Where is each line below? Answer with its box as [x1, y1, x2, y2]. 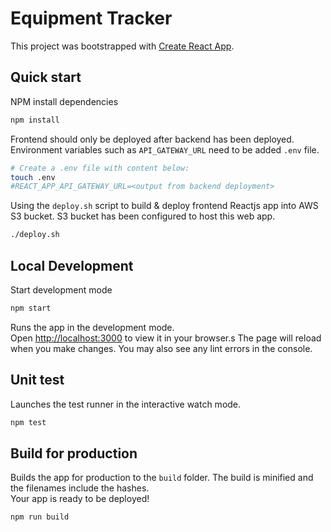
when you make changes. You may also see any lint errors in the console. [10, 342, 313, 354]
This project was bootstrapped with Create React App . [10, 40, 235, 52]
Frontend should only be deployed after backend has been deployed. [10, 133, 295, 145]
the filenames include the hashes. [10, 482, 150, 494]
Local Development [10, 257, 134, 274]
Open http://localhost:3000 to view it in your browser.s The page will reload [10, 332, 322, 344]
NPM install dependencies [10, 95, 119, 107]
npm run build [10, 512, 70, 522]
